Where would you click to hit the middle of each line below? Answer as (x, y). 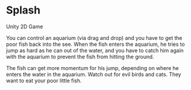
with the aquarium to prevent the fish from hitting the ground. (80, 56)
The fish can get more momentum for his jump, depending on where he (93, 68)
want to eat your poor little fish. (44, 81)
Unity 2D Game (25, 26)
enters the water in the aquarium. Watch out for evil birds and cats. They (94, 74)
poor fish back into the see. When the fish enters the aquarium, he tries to (95, 44)
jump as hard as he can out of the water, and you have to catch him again (95, 50)
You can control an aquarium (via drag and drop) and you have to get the (94, 38)
